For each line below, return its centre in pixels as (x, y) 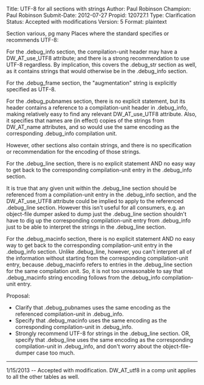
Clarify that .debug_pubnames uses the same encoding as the (93, 307)
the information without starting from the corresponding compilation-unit (97, 258)
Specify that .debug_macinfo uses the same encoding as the (91, 321)
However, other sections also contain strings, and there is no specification (99, 145)
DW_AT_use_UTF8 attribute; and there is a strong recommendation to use (98, 58)
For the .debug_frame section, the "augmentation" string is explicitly (92, 83)
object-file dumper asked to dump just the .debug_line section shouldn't (97, 214)
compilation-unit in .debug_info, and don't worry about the (88, 346)
